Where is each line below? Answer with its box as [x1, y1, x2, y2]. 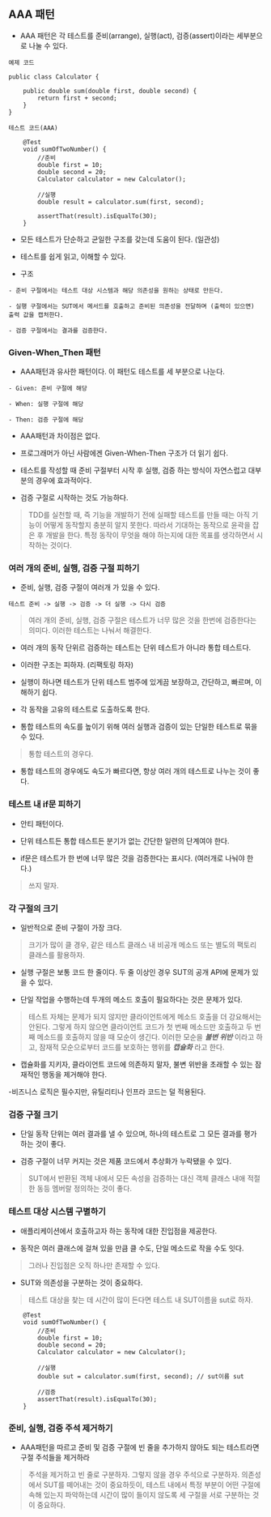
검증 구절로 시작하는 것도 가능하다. [19, 493, 129, 502]
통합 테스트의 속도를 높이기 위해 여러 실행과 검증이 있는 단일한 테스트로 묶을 [19, 722, 258, 732]
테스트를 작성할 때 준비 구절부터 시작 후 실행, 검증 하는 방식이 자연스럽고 [19, 465, 247, 476]
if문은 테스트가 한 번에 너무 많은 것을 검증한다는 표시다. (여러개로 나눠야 [19, 853, 245, 863]
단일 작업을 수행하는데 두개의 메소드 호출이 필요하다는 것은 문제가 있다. [19, 995, 243, 1004]
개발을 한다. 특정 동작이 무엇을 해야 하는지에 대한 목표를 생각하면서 [45, 530, 255, 541]
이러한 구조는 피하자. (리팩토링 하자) [19, 660, 133, 670]
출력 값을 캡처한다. [8, 310, 64, 318]
